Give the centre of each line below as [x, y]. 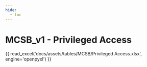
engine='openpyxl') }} [28, 59]
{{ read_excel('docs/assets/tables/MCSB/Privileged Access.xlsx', [73, 54]
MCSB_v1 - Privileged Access [68, 40]
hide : [11, 10]
